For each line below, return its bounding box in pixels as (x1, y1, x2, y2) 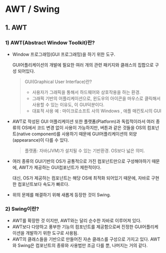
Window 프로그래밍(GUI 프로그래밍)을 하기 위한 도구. (12, 51, 115, 57)
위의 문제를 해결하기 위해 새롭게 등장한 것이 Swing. (12, 191, 111, 197)
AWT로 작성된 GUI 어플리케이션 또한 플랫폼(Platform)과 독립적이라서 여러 (12, 118, 155, 124)
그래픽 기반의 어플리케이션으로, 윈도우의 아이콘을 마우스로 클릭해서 (32, 95, 161, 101)
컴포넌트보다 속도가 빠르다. (17, 181, 70, 187)
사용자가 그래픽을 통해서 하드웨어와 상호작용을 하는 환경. (32, 89, 141, 95)
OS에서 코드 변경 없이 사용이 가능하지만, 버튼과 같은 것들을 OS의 (21, 124, 146, 130)
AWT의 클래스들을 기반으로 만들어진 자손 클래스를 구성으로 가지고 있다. (12, 236, 150, 242)
